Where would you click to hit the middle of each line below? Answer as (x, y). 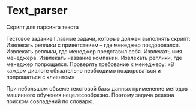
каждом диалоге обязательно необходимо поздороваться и (83, 70)
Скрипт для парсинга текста (43, 27)
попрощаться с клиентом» (40, 77)
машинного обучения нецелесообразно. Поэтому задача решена (91, 95)
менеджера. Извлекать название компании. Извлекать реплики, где (94, 58)
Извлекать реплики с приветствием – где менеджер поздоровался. (93, 45)
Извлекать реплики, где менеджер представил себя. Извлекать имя (94, 51)
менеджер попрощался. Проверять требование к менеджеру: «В (90, 64)
